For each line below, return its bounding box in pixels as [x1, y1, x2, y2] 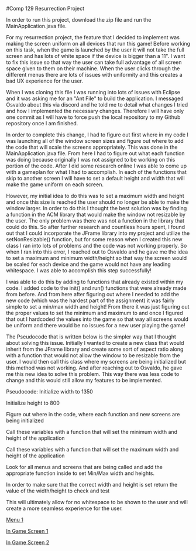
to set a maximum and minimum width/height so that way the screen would [6, 255, 187, 261]
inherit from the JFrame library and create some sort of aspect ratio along [6, 345, 184, 352]
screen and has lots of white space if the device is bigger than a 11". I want [6, 53, 185, 59]
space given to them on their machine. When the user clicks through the [6, 65, 180, 72]
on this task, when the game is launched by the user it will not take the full [6, 46, 185, 53]
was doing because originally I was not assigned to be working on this [6, 156, 176, 163]
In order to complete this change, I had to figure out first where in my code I [6, 131, 189, 138]
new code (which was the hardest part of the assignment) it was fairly [6, 297, 175, 304]
